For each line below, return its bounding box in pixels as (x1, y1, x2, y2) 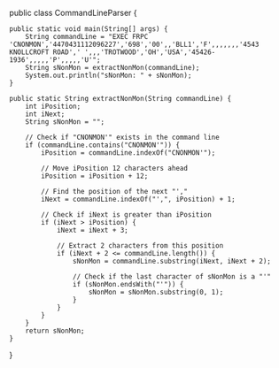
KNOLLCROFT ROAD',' (9, 48, 81, 57)
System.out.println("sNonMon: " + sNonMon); (25, 71, 192, 80)
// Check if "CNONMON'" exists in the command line (25, 133, 220, 142)
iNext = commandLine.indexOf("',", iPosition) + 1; (41, 195, 236, 203)
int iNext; (25, 110, 66, 119)
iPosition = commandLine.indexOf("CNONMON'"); (41, 149, 216, 157)
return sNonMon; (25, 326, 86, 335)
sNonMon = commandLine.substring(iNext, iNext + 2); (72, 257, 272, 265)
